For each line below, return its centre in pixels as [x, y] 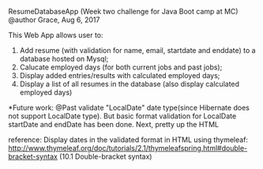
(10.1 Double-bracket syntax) [105, 156]
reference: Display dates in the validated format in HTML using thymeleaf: [128, 140]
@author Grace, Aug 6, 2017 [54, 20]
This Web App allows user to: [56, 35]
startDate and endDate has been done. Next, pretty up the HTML [114, 124]
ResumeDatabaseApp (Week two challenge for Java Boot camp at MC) [123, 11]
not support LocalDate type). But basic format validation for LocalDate [122, 116]
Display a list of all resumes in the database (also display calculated [129, 84]
